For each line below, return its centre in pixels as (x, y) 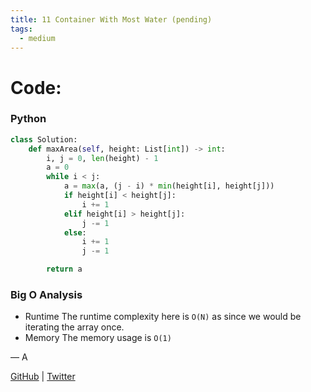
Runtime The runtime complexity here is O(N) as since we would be (163, 317)
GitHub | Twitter (43, 377)
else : (75, 232)
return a (64, 269)
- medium (37, 38)
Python (28, 119)
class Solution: (44, 139)
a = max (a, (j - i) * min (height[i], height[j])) (169, 186)
